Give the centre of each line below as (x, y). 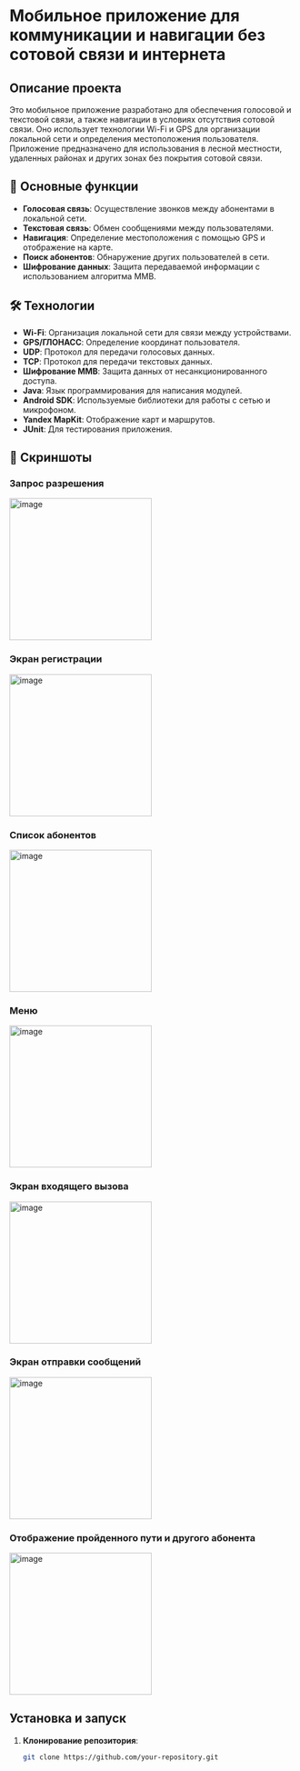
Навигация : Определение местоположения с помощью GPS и (144, 237)
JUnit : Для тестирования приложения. (97, 429)
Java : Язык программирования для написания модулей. (132, 390)
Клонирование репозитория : (80, 1740)
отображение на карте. (68, 247)
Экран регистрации (56, 659)
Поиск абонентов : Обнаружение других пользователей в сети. (146, 256)
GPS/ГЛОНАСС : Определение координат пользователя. (131, 342)
